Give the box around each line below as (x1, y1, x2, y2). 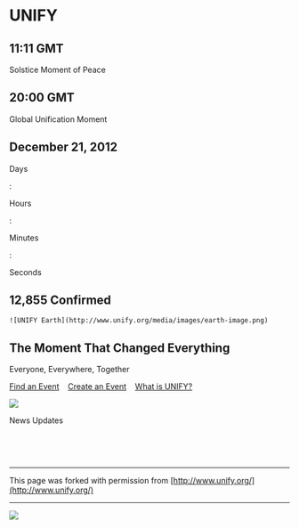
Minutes (9, 232, 39, 243)
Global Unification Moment (9, 113, 108, 125)
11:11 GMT (9, 41, 64, 56)
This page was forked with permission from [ (9, 476, 174, 486)
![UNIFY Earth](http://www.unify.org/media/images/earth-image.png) (9, 316, 269, 325)
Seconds (9, 266, 42, 277)
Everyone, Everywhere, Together (9, 364, 131, 375)
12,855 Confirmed (9, 293, 111, 308)
